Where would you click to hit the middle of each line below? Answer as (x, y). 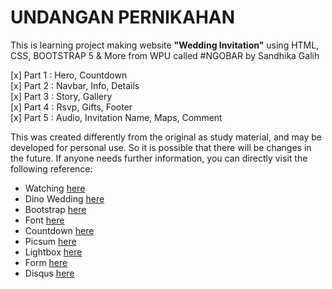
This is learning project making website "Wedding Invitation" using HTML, (165, 45)
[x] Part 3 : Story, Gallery (61, 96)
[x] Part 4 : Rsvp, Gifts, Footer (71, 107)
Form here (46, 262)
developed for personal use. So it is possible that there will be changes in (161, 147)
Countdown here (59, 230)
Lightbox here (53, 252)
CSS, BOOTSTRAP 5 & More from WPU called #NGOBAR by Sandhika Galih (165, 55)
